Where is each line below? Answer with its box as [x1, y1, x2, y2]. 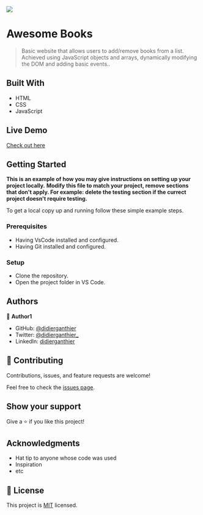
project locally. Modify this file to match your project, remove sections [6, 182, 189, 190]
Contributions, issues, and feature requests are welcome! [6, 371, 151, 379]
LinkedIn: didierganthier [15, 338, 75, 345]
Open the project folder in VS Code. [15, 278, 106, 285]
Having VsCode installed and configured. [15, 236, 119, 244]
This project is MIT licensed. [6, 501, 78, 509]
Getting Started [6, 159, 67, 169]
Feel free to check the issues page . [6, 384, 95, 391]
